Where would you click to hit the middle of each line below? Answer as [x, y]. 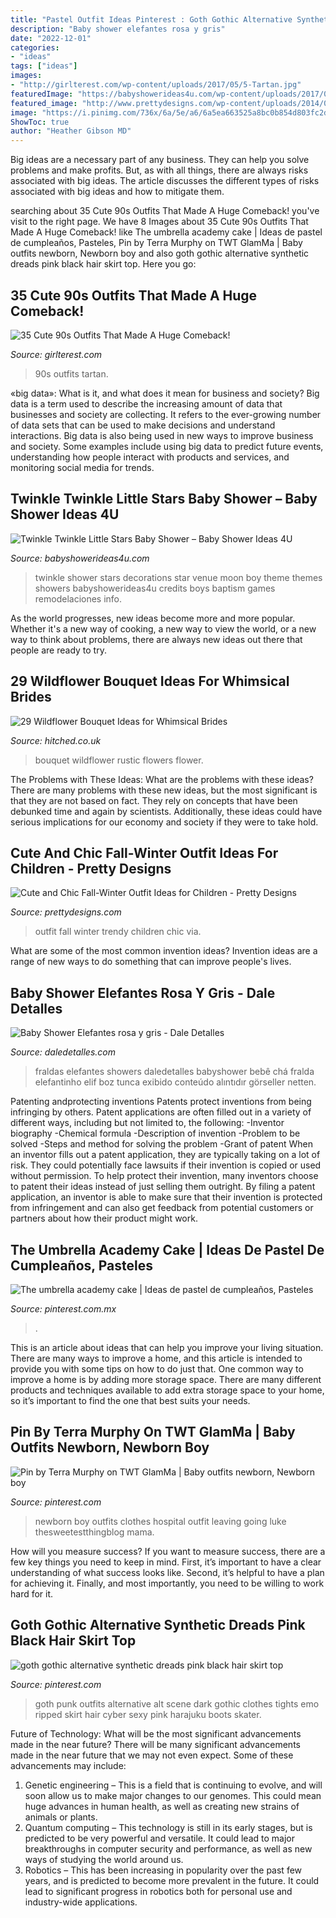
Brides [31, 697]
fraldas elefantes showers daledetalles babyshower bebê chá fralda [174, 1072]
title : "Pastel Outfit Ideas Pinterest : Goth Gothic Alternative [151, 19]
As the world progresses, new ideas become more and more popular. [153, 618]
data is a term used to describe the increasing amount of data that [146, 403]
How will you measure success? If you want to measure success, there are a [168, 1551]
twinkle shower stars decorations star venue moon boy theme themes [178, 577]
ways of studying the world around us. [104, 1859]
